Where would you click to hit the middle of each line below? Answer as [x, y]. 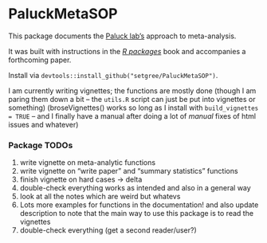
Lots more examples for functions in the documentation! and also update [139, 205]
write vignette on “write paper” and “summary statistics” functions [129, 171]
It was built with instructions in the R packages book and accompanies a [127, 51]
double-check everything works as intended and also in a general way [135, 188]
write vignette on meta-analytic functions [88, 163]
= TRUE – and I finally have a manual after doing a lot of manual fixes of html [132, 116]
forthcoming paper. [40, 60]
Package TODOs [41, 145]
